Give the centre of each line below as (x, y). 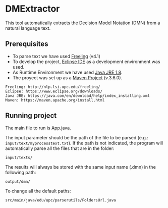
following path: (21, 172)
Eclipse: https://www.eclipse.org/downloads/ (54, 91)
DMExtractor (33, 9)
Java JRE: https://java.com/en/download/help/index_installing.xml (78, 96)
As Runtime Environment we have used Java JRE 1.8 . (67, 72)
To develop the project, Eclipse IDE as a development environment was (86, 62)
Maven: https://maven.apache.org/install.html (55, 100)
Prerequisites (27, 44)
